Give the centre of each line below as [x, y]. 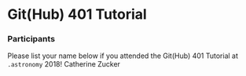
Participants [31, 39]
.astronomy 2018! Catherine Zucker [64, 64]
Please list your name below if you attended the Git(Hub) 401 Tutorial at [123, 56]
